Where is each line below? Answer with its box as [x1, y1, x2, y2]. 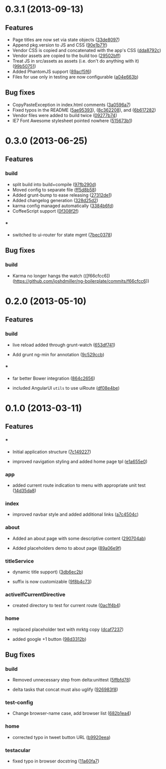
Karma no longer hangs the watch [12, 273, 82, 279]
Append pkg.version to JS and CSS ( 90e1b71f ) [12, 42, 108, 48]
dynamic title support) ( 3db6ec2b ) [12, 569, 84, 575]
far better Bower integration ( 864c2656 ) [12, 375, 96, 381]
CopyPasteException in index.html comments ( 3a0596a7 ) [12, 102, 131, 108]
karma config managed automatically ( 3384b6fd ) [12, 203, 114, 209]
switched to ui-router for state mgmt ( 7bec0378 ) [12, 232, 113, 238]
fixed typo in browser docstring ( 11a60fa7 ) [12, 758, 100, 764]
